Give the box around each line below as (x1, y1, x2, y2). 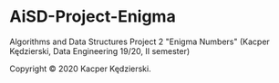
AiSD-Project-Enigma (9, 6, 176, 27)
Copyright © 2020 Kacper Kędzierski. (9, 63, 152, 74)
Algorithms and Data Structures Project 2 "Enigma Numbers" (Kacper (9, 36, 271, 47)
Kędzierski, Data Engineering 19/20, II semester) (9, 45, 191, 56)
